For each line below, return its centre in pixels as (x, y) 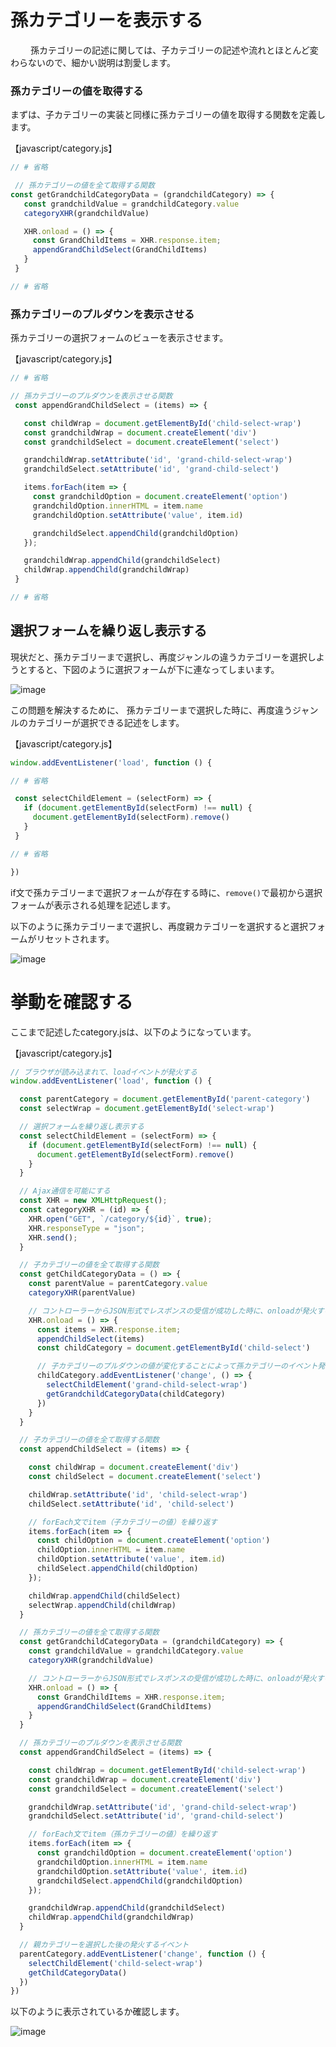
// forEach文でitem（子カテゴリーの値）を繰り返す (123, 1522)
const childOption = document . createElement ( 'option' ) (153, 1541)
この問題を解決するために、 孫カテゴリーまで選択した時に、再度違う (151, 710)
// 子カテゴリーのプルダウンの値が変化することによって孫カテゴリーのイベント (177, 1366)
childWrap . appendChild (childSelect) (105, 1596)
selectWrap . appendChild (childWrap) (102, 1605)
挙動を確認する (72, 1002)
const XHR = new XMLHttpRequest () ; (93, 1201)
